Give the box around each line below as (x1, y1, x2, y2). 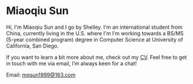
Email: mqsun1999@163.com (6, 71, 76, 78)
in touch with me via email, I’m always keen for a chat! (6, 60, 137, 67)
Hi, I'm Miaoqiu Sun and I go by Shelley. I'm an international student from (6, 23, 183, 31)
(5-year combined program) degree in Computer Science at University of (6, 36, 184, 43)
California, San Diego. (6, 42, 59, 49)
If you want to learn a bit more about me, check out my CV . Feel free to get (6, 53, 187, 61)
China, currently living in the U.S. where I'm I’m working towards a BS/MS (6, 29, 184, 36)
